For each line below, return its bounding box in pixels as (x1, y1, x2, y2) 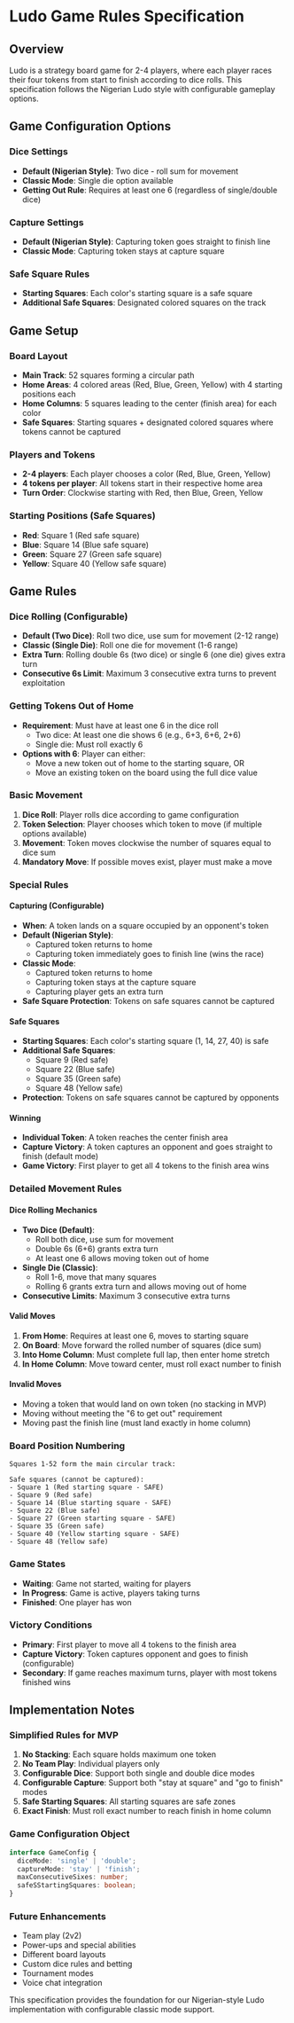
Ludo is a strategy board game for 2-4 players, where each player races (9, 65, 273, 75)
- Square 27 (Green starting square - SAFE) (9, 1514, 176, 1523)
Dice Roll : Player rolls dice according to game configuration (21, 809, 239, 819)
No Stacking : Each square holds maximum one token (21, 1749, 217, 1760)
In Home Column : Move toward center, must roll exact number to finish (21, 1359, 282, 1369)
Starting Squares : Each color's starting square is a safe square (21, 288, 253, 299)
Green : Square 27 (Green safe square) (21, 548, 162, 560)
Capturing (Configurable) (9, 900, 104, 911)
